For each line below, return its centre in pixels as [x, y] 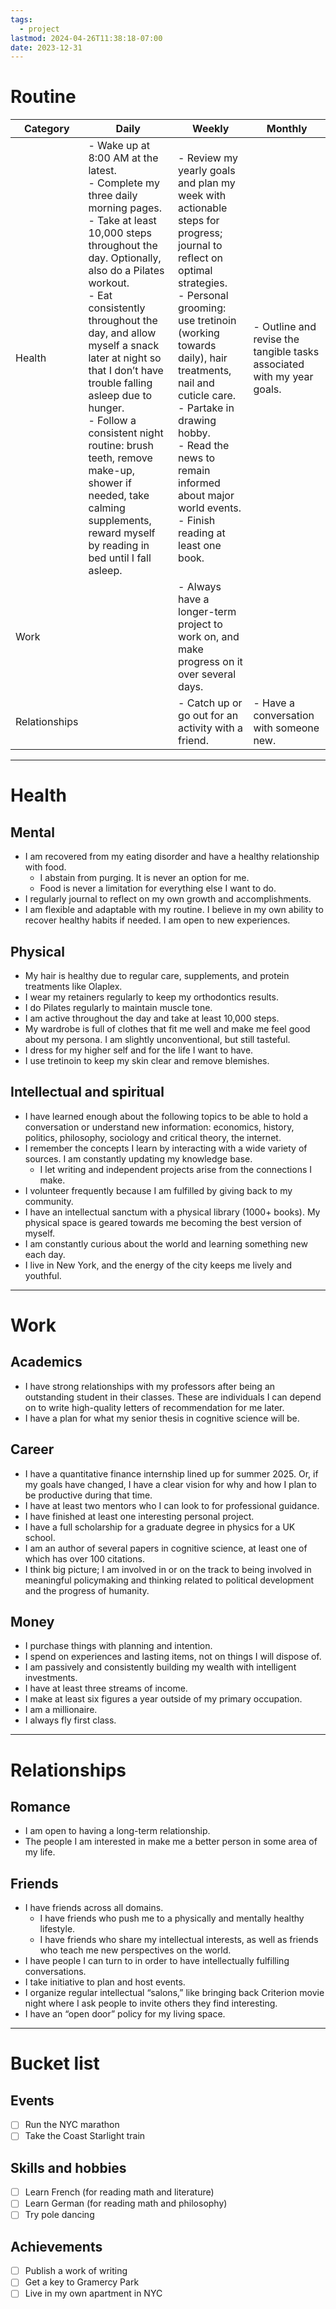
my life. [40, 1852]
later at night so [125, 358]
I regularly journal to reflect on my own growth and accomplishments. [168, 899]
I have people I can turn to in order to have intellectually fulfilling [157, 1961]
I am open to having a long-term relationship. [117, 1831]
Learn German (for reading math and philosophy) [126, 2203]
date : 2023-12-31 [46, 47]
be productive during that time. [88, 1495]
